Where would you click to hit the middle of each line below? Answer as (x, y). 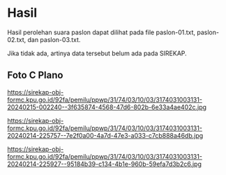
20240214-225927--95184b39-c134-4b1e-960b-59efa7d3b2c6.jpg (105, 164)
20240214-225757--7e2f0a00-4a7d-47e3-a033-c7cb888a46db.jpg (105, 135)
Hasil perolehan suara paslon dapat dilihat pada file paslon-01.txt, (101, 32)
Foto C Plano (35, 75)
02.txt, (17, 39)
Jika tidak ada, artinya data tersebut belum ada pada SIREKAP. (97, 53)
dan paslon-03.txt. (54, 39)
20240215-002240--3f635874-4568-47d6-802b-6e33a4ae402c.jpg (107, 107)
